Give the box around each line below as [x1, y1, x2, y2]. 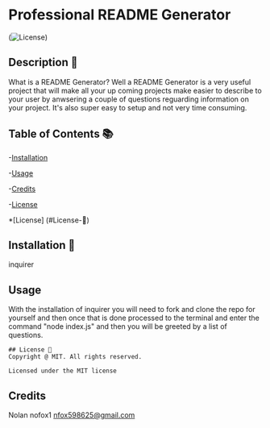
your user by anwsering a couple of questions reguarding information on [8, 94, 250, 104]
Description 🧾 [8, 56, 78, 69]
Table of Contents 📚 [8, 127, 114, 141]
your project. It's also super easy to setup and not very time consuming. [8, 102, 247, 112]
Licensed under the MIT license [8, 367, 117, 376]
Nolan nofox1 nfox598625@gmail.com [8, 410, 135, 420]
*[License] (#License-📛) [8, 215, 90, 225]
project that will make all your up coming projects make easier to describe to [8, 85, 262, 95]
